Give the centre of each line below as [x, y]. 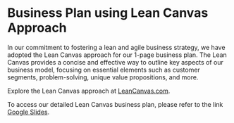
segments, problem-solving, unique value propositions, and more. [103, 77]
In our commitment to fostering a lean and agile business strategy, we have [116, 47]
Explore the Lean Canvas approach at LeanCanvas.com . [89, 91]
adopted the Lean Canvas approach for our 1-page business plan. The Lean [117, 55]
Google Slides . [29, 112]
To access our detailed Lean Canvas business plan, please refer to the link [115, 104]
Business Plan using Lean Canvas [108, 13]
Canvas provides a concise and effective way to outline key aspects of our [115, 62]
